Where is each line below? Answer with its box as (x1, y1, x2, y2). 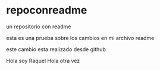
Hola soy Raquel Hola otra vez (6, 57, 80, 64)
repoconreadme (6, 4, 87, 17)
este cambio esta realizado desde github (6, 45, 106, 53)
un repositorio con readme (6, 23, 71, 30)
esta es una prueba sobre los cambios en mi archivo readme (6, 34, 155, 41)
